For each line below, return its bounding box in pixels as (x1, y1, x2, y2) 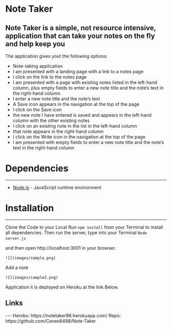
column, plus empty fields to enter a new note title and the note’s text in (12, 85, 164, 91)
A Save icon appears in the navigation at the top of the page (12, 101, 140, 107)
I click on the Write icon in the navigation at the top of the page (12, 134, 146, 140)
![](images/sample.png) (5, 255, 56, 260)
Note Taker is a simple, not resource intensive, (5, 24, 156, 32)
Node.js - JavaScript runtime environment (12, 184, 101, 190)
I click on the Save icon (12, 107, 62, 113)
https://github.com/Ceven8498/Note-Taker (5, 318, 96, 324)
